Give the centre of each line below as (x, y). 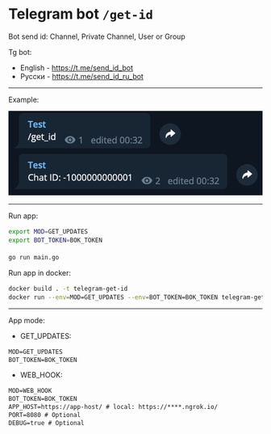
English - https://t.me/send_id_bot (77, 67)
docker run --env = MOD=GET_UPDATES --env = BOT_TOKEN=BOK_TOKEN (113, 297)
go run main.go (34, 258)
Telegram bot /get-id (81, 14)
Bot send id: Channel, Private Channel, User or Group (97, 36)
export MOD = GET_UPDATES (48, 232)
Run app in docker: (40, 272)
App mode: (27, 320)
